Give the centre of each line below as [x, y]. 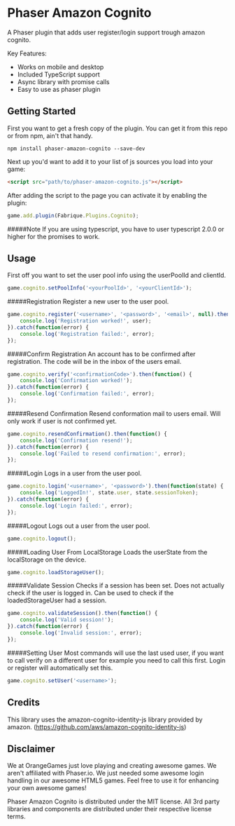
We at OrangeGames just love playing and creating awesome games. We [112, 766]
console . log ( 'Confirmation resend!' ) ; [76, 440]
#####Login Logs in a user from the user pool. [74, 473]
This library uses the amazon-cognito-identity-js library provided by [105, 719]
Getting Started [42, 111]
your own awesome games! [47, 788]
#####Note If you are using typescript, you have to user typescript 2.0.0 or [116, 229]
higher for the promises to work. [54, 236]
